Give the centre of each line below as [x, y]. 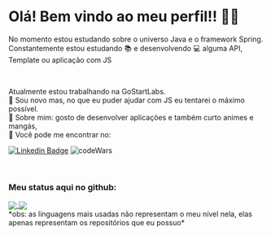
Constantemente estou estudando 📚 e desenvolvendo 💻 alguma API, [125, 48]
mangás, [23, 126]
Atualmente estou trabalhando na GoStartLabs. [87, 91]
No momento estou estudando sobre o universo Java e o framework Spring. [136, 39]
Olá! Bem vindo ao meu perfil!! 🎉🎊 [124, 17]
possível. [24, 108]
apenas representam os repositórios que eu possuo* [97, 223]
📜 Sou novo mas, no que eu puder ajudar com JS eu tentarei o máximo [127, 100]
